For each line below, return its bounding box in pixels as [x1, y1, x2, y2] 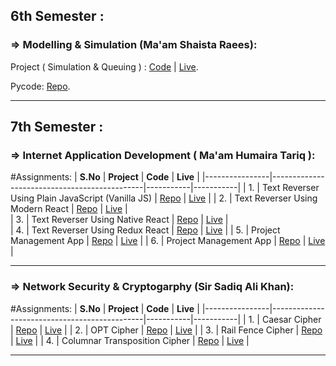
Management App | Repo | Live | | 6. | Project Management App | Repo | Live [10, 235, 326, 247]
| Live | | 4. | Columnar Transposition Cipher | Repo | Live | [10, 334, 250, 346]
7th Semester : [10, 119, 104, 136]
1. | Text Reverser [248, 182, 320, 194]
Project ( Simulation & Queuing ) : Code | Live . [10, 60, 199, 73]
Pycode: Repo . [10, 80, 71, 92]
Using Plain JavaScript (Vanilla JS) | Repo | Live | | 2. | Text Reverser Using [10, 192, 318, 204]
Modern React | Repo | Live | [10, 203, 128, 215]
